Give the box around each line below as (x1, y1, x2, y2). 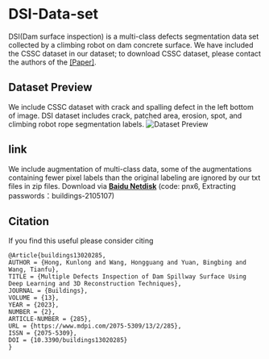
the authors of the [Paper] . (8, 57, 97, 67)
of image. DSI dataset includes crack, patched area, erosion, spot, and (8, 111, 242, 120)
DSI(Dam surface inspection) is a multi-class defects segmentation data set (8, 31, 259, 41)
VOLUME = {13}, (8, 294, 60, 303)
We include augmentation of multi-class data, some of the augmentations (8, 164, 252, 173)
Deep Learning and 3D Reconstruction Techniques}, (8, 280, 182, 288)
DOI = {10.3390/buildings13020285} (8, 336, 128, 344)
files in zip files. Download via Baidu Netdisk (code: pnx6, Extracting (8, 181, 236, 190)
